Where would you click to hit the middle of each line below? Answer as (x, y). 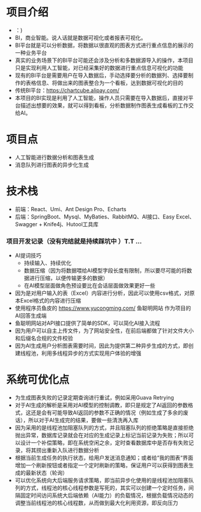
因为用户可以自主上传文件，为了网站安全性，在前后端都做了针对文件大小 (104, 331)
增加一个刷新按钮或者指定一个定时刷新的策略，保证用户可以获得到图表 (102, 465)
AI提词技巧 (28, 256)
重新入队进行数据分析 (73, 450)
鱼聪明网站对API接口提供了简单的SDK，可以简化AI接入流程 (88, 323)
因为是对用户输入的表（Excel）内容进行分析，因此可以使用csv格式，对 (102, 293)
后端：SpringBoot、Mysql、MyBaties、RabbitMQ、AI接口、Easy (95, 217)
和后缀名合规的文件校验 (44, 338)
